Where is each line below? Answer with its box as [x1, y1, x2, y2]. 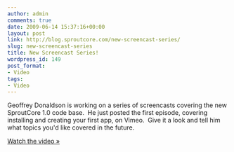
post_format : [7, 62, 46, 69]
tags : [7, 75, 23, 83]
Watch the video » [7, 137, 60, 146]
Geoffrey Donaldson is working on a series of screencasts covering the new [7, 101, 227, 109]
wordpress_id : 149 [7, 56, 61, 63]
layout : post [7, 29, 46, 37]
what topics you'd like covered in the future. [7, 123, 135, 132]
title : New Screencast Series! [7, 50, 99, 57]
